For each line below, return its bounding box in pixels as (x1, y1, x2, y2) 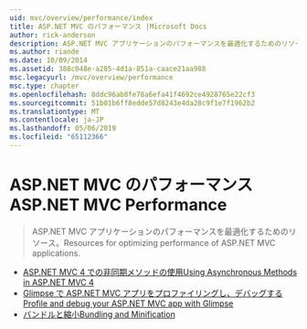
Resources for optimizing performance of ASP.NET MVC (63, 237, 276, 248)
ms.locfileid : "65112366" (9, 133, 108, 142)
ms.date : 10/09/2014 (9, 56, 89, 65)
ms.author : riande (9, 48, 79, 57)
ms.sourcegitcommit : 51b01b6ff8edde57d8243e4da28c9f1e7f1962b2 (9, 98, 256, 108)
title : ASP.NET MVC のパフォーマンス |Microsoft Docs (9, 22, 207, 31)
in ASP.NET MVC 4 (22, 276, 94, 288)
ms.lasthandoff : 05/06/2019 (9, 124, 117, 133)
